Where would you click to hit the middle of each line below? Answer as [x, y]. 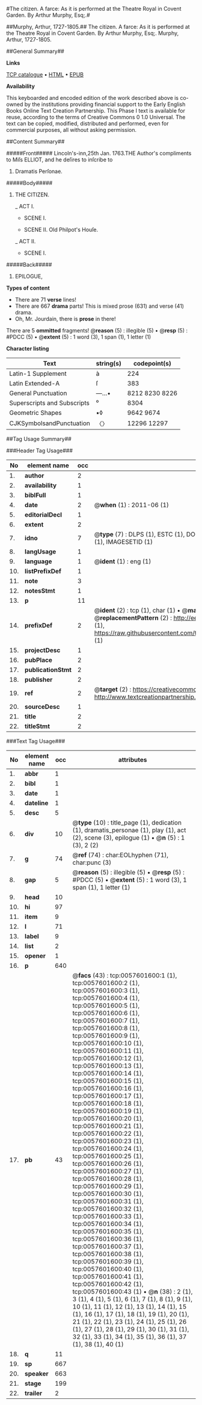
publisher [39, 680]
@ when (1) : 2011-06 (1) [132, 505]
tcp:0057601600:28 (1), [108, 1179]
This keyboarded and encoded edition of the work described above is [93, 98]
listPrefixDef [43, 571]
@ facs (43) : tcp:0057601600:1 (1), [125, 975]
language [38, 561]
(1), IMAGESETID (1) [124, 542]
